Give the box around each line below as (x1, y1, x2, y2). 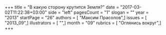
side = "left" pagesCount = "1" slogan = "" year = (48, 9, 149, 15)
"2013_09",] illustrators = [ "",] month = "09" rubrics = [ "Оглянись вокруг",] (4, 20, 162, 26)
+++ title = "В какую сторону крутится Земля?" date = (4, 4, 119, 10)
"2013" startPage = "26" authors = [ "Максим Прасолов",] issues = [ (4, 15, 147, 20)
